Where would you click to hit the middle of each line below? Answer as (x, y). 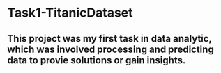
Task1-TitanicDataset (70, 13)
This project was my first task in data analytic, (109, 39)
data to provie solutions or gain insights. (97, 60)
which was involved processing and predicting (110, 49)
